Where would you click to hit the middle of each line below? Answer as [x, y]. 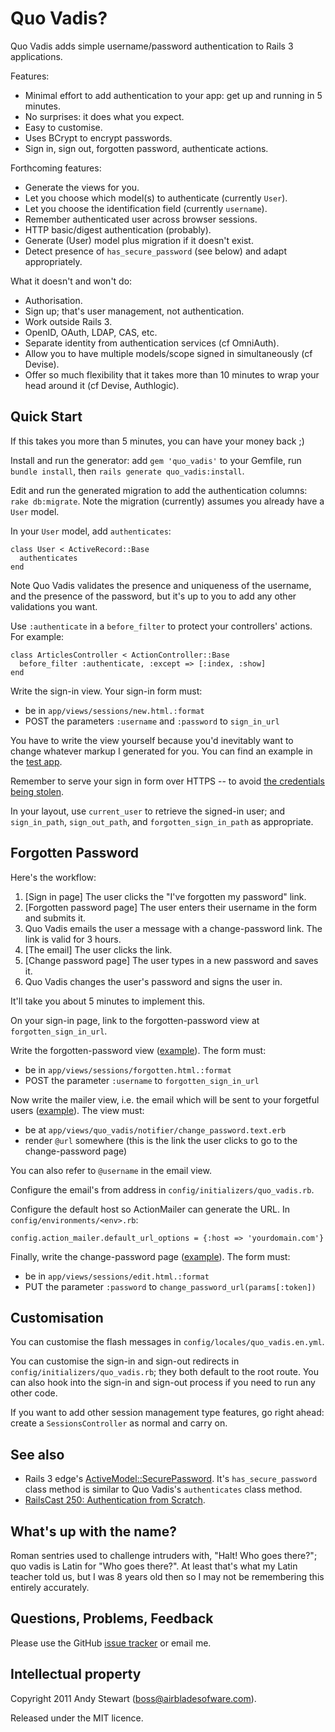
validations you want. [54, 606]
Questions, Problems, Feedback [112, 1618]
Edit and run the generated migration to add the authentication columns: [159, 490]
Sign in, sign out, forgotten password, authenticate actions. [146, 148]
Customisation [57, 1317]
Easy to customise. [63, 127]
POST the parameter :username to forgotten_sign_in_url [142, 1080]
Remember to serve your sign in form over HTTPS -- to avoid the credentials [167, 781]
